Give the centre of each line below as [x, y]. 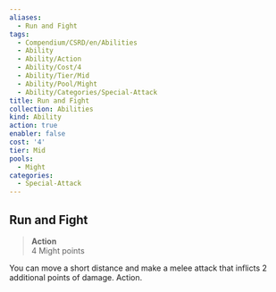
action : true [33, 126]
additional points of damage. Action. [76, 277]
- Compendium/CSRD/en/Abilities [78, 42]
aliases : [25, 17]
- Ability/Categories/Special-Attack [88, 92]
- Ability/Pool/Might [58, 84]
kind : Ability [36, 117]
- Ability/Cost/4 [50, 68]
